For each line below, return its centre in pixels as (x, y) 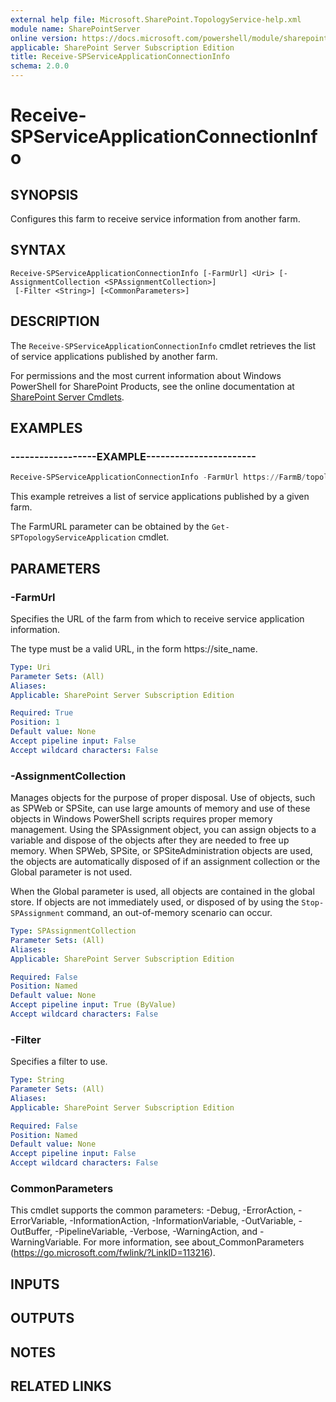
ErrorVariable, (39, 1221)
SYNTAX (38, 250)
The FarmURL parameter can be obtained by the (110, 527)
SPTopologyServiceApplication (73, 538)
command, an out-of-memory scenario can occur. (169, 913)
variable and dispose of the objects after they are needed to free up (150, 840)
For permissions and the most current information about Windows (146, 375)
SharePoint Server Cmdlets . (67, 397)
